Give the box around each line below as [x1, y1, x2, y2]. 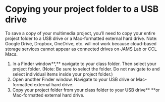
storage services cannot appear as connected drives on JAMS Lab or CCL [5, 46, 157, 52]
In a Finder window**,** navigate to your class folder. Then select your [12, 61, 157, 67]
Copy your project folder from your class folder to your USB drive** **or [12, 87, 160, 93]
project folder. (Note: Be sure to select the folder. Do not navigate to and [12, 66, 160, 72]
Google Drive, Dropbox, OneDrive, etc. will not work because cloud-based [5, 40, 157, 46]
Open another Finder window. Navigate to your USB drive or [12, 76, 135, 82]
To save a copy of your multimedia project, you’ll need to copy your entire [5, 30, 156, 36]
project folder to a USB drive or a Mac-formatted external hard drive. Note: [5, 35, 158, 41]
